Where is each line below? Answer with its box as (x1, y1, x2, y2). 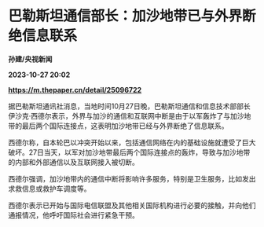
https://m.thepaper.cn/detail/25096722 (8, 85, 142, 94)
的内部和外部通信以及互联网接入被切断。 (8, 157, 139, 167)
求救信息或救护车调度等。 (8, 184, 91, 193)
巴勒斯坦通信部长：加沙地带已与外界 (8, 7, 243, 25)
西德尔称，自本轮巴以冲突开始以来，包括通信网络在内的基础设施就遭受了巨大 (8, 137, 256, 147)
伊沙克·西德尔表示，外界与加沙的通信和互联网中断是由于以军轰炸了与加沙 (8, 111, 245, 120)
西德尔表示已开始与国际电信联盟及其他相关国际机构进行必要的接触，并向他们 (8, 200, 256, 210)
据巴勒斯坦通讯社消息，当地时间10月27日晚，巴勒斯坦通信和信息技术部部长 (8, 101, 251, 111)
